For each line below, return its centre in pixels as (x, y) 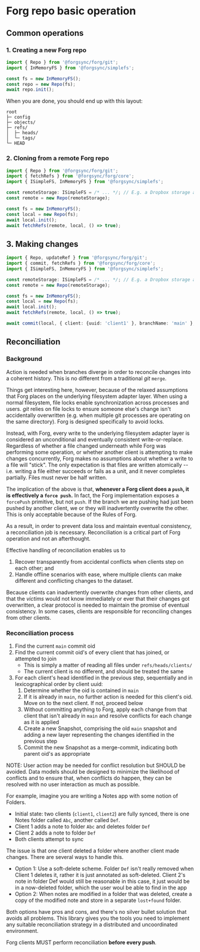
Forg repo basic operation (71, 11)
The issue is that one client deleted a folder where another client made (93, 851)
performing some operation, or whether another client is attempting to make (99, 452)
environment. (22, 931)
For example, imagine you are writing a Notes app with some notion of (92, 796)
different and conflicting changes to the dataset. (74, 580)
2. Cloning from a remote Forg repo (58, 158)
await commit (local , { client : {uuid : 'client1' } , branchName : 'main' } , (101, 323)
